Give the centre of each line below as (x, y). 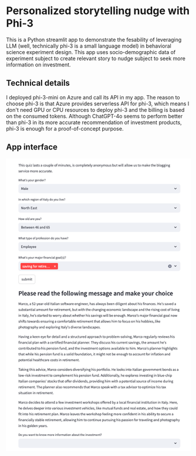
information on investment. (39, 64)
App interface (32, 147)
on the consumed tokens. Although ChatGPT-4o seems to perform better (94, 116)
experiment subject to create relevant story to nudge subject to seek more (96, 58)
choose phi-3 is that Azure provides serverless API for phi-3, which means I (98, 104)
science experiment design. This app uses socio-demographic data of (91, 52)
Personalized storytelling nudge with (98, 11)
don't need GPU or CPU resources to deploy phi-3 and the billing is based (95, 109)
